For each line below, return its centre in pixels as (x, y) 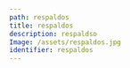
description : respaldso (53, 34)
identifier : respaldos (51, 50)
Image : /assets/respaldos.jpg (65, 42)
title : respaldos (41, 26)
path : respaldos (39, 17)
